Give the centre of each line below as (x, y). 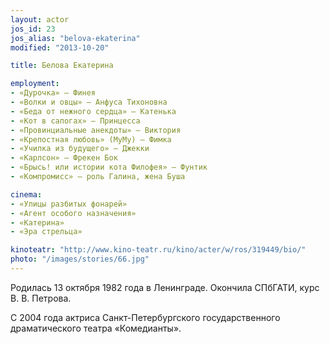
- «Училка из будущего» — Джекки (80, 149)
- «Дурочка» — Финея (53, 93)
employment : (35, 84)
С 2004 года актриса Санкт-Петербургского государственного (145, 317)
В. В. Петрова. (41, 298)
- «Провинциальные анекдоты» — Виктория (96, 130)
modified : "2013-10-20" (60, 47)
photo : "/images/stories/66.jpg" (80, 259)
